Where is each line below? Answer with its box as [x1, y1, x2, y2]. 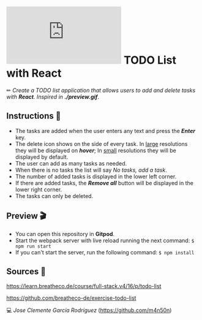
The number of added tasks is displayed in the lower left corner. [15, 172, 177, 180]
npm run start [15, 243, 51, 250]
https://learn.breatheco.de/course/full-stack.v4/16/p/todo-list [6, 283, 162, 290]
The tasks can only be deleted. [15, 192, 94, 199]
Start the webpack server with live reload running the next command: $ [15, 237, 195, 244]
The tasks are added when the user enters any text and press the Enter [15, 127, 196, 134]
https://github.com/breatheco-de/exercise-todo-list [6, 294, 137, 302]
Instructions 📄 [6, 111, 61, 121]
